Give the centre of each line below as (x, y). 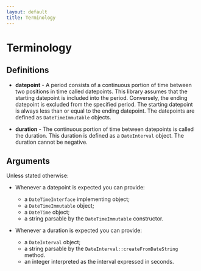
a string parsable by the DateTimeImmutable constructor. (94, 219)
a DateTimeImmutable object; (59, 206)
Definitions (28, 70)
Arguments (28, 161)
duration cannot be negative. (51, 142)
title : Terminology (31, 18)
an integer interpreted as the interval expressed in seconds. (99, 262)
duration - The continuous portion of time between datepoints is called (104, 129)
